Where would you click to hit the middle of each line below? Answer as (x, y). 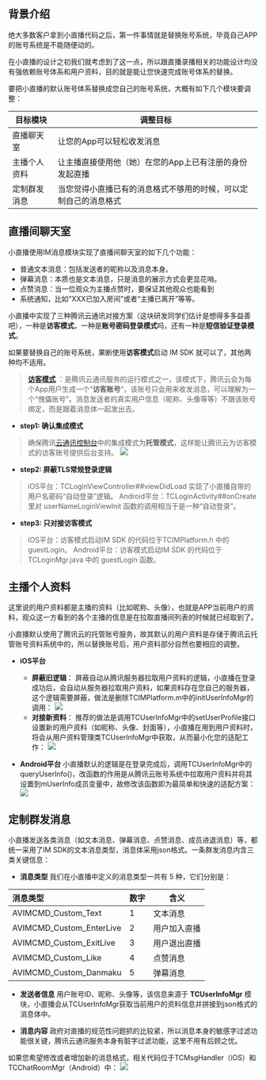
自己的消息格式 (94, 201)
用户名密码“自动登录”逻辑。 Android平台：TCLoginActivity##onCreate (142, 496)
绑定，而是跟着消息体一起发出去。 (83, 409)
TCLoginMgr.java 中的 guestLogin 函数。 (94, 559)
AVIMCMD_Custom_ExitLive (64, 943)
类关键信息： (29, 860)
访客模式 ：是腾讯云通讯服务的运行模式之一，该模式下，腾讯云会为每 (139, 379)
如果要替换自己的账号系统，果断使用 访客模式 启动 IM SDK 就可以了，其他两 (130, 352)
